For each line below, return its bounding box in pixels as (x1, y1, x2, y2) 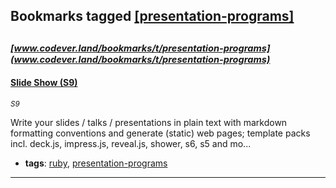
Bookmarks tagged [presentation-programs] (10, 8, 295, 25)
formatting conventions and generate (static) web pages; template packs (10, 127, 311, 139)
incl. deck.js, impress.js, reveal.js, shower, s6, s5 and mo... (10, 137, 252, 149)
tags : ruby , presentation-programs (24, 157, 168, 169)
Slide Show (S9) (10, 77, 78, 89)
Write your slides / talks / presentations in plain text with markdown (10, 116, 288, 128)
